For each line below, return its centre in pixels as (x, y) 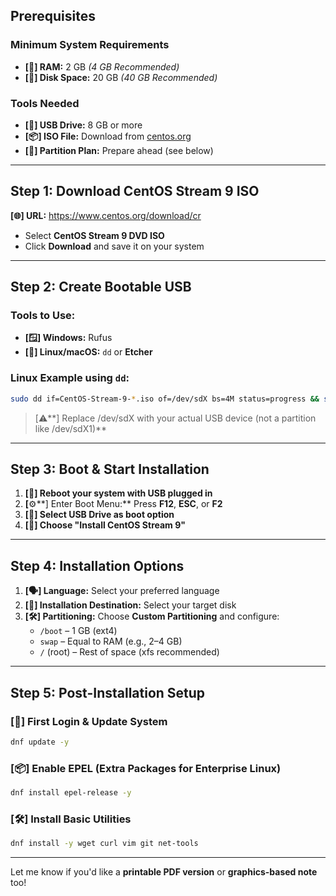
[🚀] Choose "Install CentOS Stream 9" (105, 525)
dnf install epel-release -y (71, 793)
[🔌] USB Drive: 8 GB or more (83, 125)
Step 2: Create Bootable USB (101, 287)
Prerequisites (53, 16)
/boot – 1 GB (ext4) (78, 631)
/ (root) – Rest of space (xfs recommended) (129, 652)
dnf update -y (40, 742)
